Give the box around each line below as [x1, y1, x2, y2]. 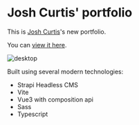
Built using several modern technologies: [7, 67, 124, 76]
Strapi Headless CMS [17, 80, 78, 89]
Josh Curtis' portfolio [7, 5, 133, 21]
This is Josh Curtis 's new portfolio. [7, 27, 106, 36]
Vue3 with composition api [17, 95, 93, 104]
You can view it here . [7, 41, 67, 49]
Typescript [17, 110, 48, 118]
